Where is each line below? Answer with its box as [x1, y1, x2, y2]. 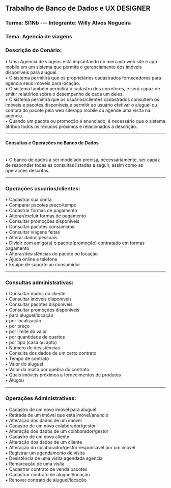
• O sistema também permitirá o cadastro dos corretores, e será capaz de [5, 85, 160, 91]
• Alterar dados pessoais [5, 235, 58, 241]
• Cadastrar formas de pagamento [5, 208, 77, 214]
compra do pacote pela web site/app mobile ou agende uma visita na [5, 107, 151, 113]
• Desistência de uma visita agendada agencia [5, 455, 103, 461]
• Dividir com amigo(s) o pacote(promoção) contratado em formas [5, 240, 145, 246]
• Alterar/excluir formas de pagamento [5, 213, 87, 219]
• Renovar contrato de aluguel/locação [5, 477, 87, 483]
